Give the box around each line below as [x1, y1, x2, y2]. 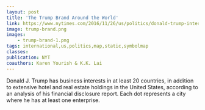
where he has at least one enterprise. [6, 96, 100, 104]
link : [6, 20, 20, 26]
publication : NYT [6, 54, 51, 61]
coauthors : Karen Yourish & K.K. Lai [6, 60, 103, 66]
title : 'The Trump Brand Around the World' [6, 15, 119, 21]
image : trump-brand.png [6, 26, 67, 32]
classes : [6, 49, 29, 55]
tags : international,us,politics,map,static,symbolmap [6, 43, 149, 50]
